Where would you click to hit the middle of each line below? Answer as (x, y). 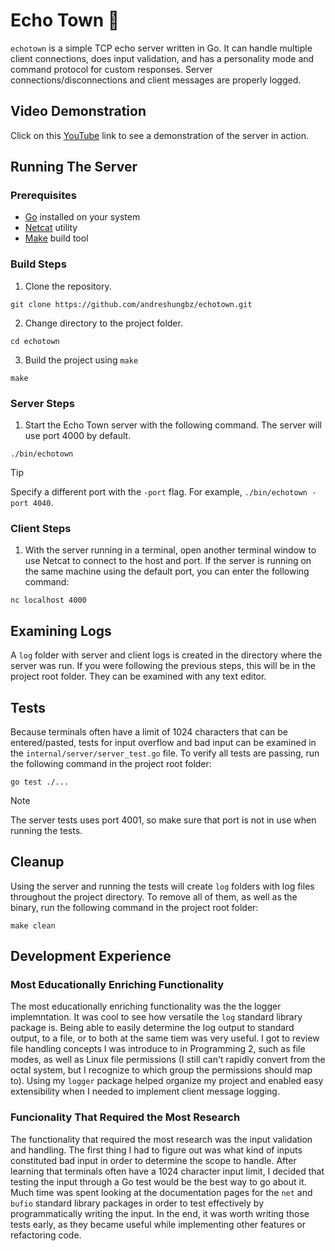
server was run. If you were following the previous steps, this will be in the (163, 666)
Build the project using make (81, 360)
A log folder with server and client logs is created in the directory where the (166, 655)
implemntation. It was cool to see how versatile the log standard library (156, 1017)
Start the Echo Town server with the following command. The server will (173, 425)
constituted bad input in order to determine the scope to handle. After (153, 1160)
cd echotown (35, 341)
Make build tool (56, 238)
